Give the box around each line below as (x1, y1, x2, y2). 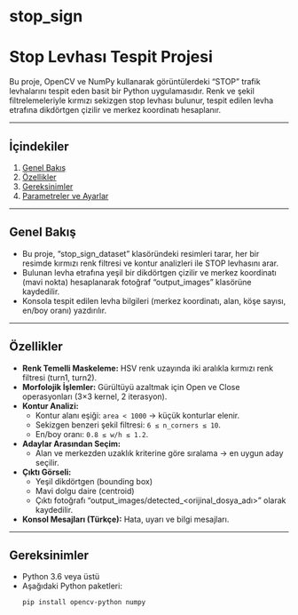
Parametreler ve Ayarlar (21, 190, 109, 201)
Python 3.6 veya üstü (21, 571, 100, 582)
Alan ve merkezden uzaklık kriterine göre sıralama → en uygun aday (35, 447, 284, 459)
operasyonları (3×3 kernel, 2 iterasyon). (21, 391, 168, 402)
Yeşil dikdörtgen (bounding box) (35, 475, 153, 486)
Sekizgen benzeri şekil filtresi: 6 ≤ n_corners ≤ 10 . (35, 419, 222, 430)
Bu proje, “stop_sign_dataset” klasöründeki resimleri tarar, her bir (21, 248, 260, 259)
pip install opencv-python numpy (21, 598, 146, 607)
